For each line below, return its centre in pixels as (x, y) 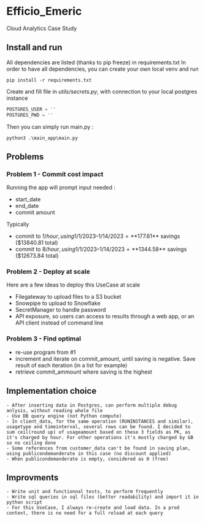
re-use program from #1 (45, 352)
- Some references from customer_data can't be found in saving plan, (99, 448)
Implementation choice (52, 391)
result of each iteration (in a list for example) (71, 365)
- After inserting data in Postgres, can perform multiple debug (91, 405)
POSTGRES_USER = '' (31, 109)
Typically (18, 225)
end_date (27, 206)
